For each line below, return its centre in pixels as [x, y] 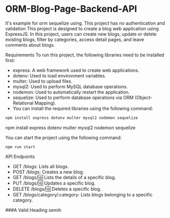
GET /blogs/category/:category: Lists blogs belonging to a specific [83, 194]
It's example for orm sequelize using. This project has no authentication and [85, 23]
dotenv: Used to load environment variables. [59, 75]
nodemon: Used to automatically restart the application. [71, 92]
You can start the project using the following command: [64, 137]
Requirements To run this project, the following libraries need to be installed [85, 55]
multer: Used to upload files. [42, 81]
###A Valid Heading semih [33, 210]
